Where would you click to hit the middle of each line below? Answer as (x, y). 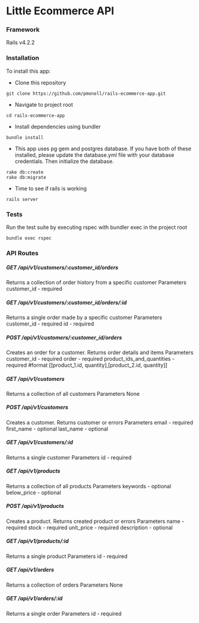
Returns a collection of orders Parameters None (64, 585)
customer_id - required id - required (50, 324)
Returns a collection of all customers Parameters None (73, 393)
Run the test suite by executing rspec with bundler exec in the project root (97, 227)
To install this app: (29, 71)
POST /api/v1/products (35, 506)
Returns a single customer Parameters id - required (69, 457)
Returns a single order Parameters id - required (64, 613)
